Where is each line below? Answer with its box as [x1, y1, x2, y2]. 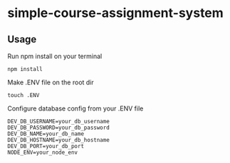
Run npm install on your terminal [7, 52, 103, 60]
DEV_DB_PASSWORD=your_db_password [7, 124, 110, 131]
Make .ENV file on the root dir [7, 78, 94, 86]
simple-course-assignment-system [7, 5, 224, 21]
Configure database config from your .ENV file [7, 104, 144, 113]
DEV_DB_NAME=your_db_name [7, 130, 84, 137]
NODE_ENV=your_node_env [7, 149, 78, 156]
